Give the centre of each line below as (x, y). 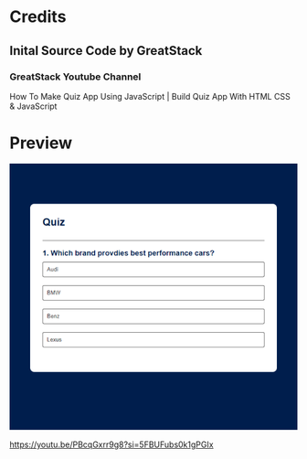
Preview (41, 143)
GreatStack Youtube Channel (75, 77)
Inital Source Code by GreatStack (106, 51)
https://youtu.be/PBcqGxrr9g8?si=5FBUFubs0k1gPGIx (111, 444)
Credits (38, 17)
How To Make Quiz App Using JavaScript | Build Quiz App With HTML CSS (150, 96)
